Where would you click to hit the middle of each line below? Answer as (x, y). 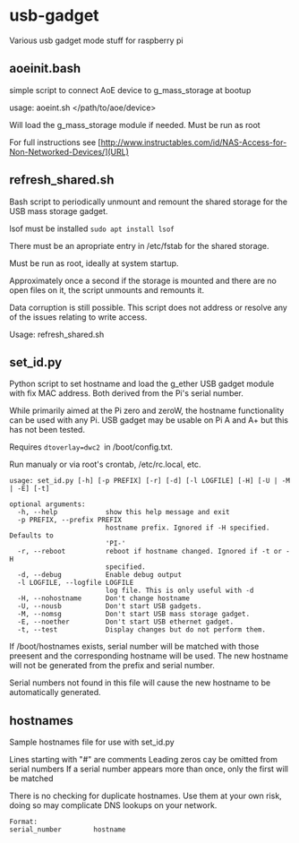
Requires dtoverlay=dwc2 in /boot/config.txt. (91, 447)
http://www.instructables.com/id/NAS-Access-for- (194, 142)
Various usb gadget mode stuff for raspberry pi (96, 40)
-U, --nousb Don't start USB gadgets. (110, 606)
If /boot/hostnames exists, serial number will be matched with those (134, 647)
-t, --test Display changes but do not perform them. (142, 630)
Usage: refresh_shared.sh (57, 334)
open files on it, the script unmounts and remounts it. (107, 290)
